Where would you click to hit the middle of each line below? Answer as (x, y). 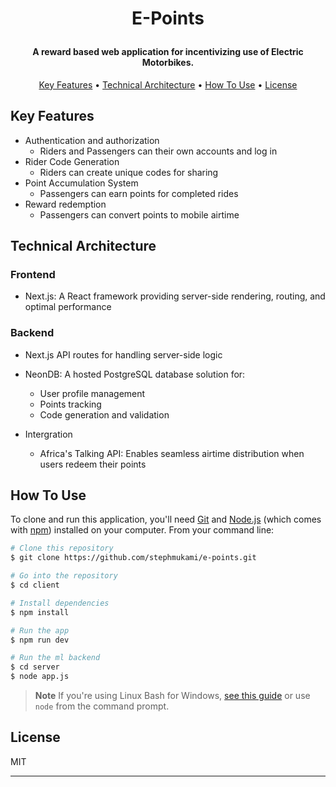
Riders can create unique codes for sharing (129, 172)
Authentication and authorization (92, 140)
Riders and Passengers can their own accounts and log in (158, 151)
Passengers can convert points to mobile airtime (139, 214)
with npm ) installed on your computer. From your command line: (142, 530)
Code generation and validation (104, 414)
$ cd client (35, 585)
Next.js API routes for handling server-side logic (123, 354)
